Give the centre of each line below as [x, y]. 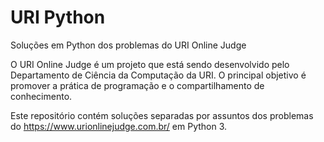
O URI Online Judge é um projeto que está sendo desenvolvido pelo [150, 64]
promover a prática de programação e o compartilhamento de [137, 85]
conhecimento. [41, 96]
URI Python [58, 17]
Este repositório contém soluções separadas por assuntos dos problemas [162, 115]
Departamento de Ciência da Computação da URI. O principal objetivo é [158, 75]
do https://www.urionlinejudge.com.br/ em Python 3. [119, 126]
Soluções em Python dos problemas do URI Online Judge [128, 45]
